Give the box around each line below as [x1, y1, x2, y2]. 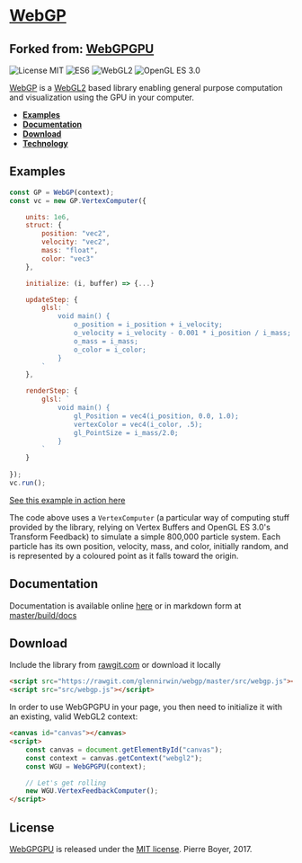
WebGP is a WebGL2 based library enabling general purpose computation [9, 83, 283, 93]
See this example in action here [9, 494, 126, 505]
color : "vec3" [41, 254, 94, 263]
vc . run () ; [9, 478, 47, 487]
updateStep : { [25, 295, 78, 304]
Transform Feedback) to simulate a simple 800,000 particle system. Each [9, 531, 281, 542]
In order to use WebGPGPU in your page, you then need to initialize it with [9, 702, 283, 713]
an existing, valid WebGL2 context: [9, 711, 138, 722]
